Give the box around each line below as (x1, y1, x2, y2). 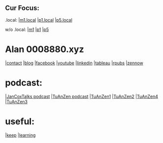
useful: (5, 115, 35, 127)
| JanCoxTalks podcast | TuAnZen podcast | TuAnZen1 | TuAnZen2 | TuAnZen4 (5, 93, 159, 99)
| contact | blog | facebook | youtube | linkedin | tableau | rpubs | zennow (5, 60, 143, 66)
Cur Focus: (5, 4, 39, 12)
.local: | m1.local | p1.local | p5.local (5, 17, 73, 23)
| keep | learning (5, 132, 36, 138)
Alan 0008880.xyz (5, 44, 84, 55)
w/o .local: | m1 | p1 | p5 (5, 27, 49, 32)
